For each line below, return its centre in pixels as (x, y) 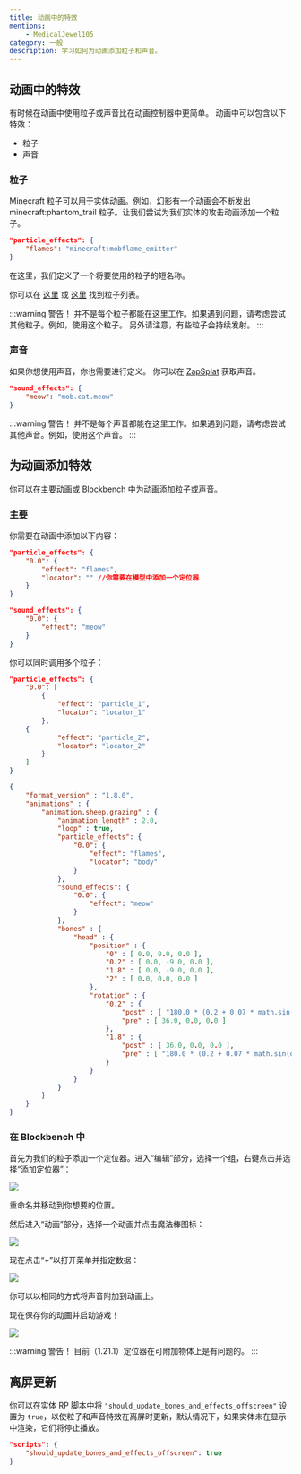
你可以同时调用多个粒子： (56, 662)
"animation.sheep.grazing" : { (100, 812)
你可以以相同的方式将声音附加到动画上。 (84, 1296)
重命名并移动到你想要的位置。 (64, 1205)
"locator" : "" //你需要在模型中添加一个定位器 (120, 578)
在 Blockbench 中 (47, 1137)
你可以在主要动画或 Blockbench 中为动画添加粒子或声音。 (116, 489)
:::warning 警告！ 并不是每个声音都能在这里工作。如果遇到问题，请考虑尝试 (148, 423)
